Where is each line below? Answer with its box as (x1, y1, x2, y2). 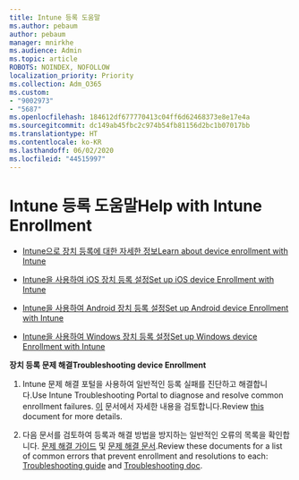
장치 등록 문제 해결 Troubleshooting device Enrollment (9, 359, 207, 371)
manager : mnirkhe (9, 38, 74, 47)
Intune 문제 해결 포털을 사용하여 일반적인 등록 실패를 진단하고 (21, 379, 237, 390)
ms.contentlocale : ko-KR (9, 138, 102, 147)
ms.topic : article (9, 55, 78, 63)
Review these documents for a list (158, 441, 283, 451)
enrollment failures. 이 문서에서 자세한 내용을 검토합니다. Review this (21, 401, 264, 412)
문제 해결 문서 (107, 441, 157, 451)
